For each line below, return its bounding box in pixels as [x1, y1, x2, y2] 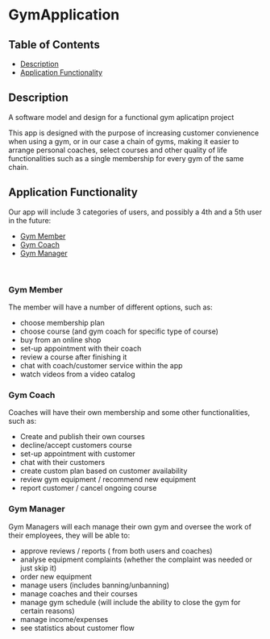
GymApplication [8, 6, 120, 24]
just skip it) [19, 562, 57, 573]
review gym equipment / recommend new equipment [19, 475, 197, 484]
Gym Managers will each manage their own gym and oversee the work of [8, 521, 252, 531]
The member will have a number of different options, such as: [8, 302, 213, 312]
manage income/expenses [19, 614, 109, 624]
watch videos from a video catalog [19, 369, 135, 379]
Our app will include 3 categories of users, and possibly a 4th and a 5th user [8, 207, 263, 217]
